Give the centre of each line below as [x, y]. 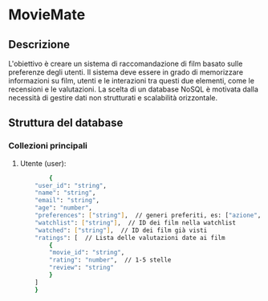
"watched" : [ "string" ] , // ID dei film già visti [121, 230]
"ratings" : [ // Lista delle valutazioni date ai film [130, 238]
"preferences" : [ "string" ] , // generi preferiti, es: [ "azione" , [148, 216]
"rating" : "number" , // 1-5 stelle [110, 260]
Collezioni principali [48, 146]
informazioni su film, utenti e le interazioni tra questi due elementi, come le [132, 81]
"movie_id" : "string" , [87, 253]
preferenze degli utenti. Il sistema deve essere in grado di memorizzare [126, 72]
